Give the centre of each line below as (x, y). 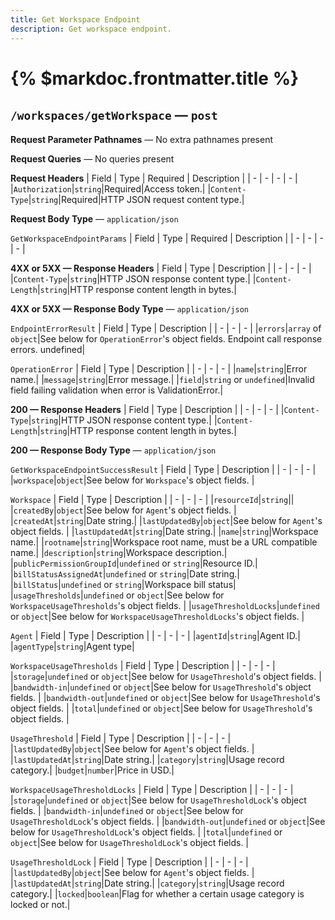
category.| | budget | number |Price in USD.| (92, 770)
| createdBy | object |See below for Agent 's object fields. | (123, 510)
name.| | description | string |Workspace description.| (119, 552)
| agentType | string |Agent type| (72, 646)
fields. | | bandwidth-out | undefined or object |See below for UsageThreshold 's (165, 697)
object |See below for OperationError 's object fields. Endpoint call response (166, 338)
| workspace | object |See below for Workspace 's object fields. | (132, 480)
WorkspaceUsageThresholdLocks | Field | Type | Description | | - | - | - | (152, 789)
